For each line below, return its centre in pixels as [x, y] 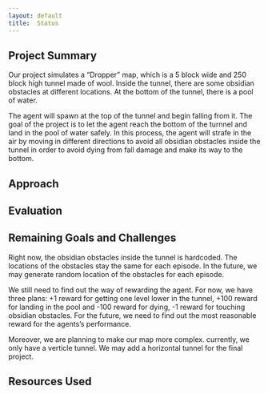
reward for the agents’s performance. [70, 324]
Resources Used [50, 382]
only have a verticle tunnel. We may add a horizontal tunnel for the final [126, 348]
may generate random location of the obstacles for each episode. [116, 274]
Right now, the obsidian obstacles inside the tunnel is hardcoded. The [123, 257]
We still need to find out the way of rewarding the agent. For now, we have [131, 290]
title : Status [34, 23]
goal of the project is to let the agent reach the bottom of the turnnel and [128, 124]
